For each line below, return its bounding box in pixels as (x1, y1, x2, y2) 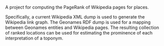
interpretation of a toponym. (5, 35, 63, 41)
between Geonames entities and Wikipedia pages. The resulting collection (5, 24, 159, 30)
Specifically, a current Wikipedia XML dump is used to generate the (5, 14, 145, 19)
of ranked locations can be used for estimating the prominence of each (5, 30, 153, 35)
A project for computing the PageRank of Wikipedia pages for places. (5, 4, 149, 10)
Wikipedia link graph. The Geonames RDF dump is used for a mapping (5, 19, 151, 25)
